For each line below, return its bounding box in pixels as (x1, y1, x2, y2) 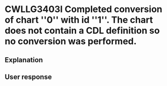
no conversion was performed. (5, 36, 137, 47)
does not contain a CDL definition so (5, 25, 160, 36)
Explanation (5, 55, 43, 64)
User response (5, 72, 52, 81)
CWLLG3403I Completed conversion (5, 4, 162, 15)
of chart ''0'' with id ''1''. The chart (5, 14, 153, 26)
